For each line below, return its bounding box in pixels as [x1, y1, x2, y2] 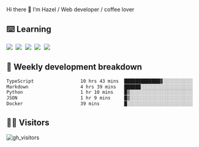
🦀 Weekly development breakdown [6, 62, 143, 73]
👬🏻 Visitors [6, 118, 50, 128]
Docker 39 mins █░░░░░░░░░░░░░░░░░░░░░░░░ [6, 101, 193, 107]
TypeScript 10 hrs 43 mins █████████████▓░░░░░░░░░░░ [6, 78, 193, 84]
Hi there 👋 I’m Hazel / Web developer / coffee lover [6, 6, 135, 13]
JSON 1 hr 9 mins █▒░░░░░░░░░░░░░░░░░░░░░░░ [6, 95, 193, 101]
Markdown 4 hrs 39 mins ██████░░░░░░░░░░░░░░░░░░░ [6, 84, 193, 90]
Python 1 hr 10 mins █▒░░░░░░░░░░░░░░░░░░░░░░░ [6, 89, 193, 96]
